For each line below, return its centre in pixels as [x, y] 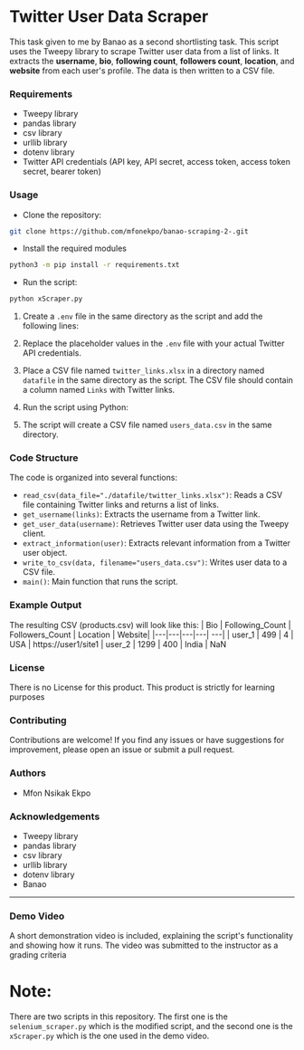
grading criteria [38, 955]
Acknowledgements [55, 816]
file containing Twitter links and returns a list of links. [121, 505]
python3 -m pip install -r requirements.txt [95, 265]
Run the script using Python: [75, 407]
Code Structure [44, 458]
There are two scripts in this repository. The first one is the [119, 1017]
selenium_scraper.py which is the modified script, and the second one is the [151, 1026]
